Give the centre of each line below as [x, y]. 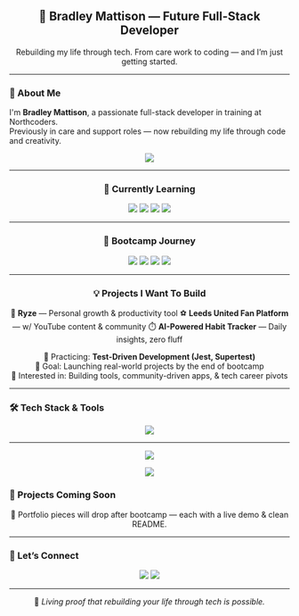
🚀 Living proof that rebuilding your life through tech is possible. [149, 601]
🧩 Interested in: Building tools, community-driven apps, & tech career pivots [149, 375]
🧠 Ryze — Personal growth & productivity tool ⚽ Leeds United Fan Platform [149, 313]
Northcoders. [34, 122]
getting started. [149, 61]
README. [149, 524]
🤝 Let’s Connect [44, 555]
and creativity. [36, 141]
